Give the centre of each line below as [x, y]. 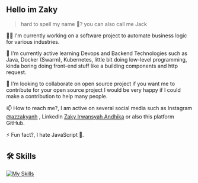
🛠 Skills [21, 156]
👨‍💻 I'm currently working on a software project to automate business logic [97, 36]
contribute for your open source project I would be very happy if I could [93, 90]
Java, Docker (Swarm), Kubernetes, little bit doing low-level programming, [97, 59]
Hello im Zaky [32, 10]
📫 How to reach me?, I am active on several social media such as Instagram [99, 108]
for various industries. [33, 41]
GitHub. [15, 123]
